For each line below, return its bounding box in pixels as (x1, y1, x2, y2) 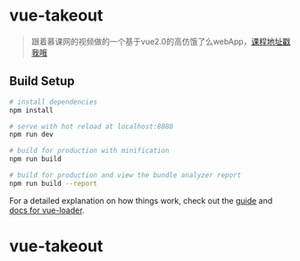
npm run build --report (9, 179, 98, 188)
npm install (9, 105, 54, 114)
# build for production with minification (9, 147, 170, 156)
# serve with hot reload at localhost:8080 (9, 122, 174, 130)
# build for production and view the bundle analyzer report (9, 171, 242, 180)
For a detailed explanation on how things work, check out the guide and (9, 195, 273, 206)
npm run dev (9, 130, 54, 139)
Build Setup (9, 73, 75, 89)
